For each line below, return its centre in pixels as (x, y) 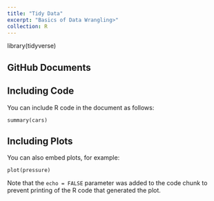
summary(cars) (28, 120)
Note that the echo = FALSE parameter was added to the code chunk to (107, 183)
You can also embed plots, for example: (64, 158)
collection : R (28, 26)
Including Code (41, 91)
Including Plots (40, 141)
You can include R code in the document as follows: (81, 107)
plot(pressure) (29, 170)
